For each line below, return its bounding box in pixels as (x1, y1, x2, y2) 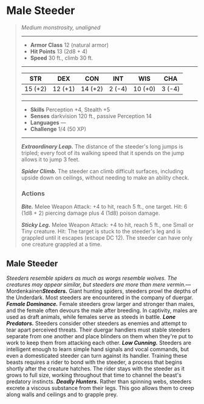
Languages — (30, 119, 67, 126)
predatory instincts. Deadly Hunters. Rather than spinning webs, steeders (6, 378, 192, 385)
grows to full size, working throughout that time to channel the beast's (6, 372, 182, 379)
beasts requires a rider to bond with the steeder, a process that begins (6, 358, 183, 366)
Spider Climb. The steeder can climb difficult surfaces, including (21, 167, 184, 175)
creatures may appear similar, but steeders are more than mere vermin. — (6, 281, 191, 288)
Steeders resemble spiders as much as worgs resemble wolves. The (6, 274, 177, 282)
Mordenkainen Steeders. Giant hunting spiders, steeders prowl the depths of (6, 287, 198, 295)
